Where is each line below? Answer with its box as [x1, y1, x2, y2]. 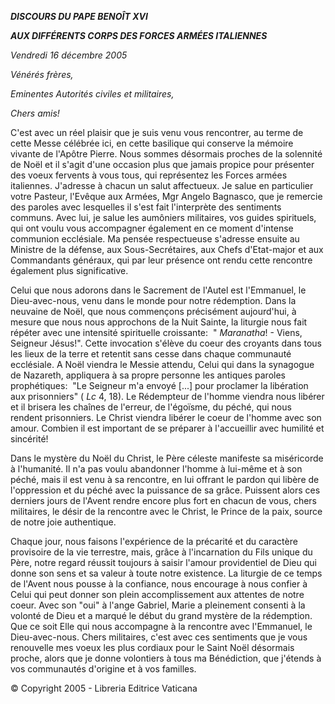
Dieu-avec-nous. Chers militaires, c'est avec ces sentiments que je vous [10, 631, 308, 643]
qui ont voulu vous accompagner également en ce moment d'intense [10, 222, 294, 234]
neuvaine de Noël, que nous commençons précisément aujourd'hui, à [10, 306, 297, 317]
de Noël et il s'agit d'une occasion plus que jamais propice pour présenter [10, 159, 315, 170]
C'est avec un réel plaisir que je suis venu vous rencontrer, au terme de [10, 127, 304, 138]
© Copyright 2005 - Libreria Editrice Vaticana [10, 682, 198, 694]
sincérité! [10, 433, 49, 445]
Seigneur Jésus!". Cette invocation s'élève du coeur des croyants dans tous [10, 337, 322, 349]
